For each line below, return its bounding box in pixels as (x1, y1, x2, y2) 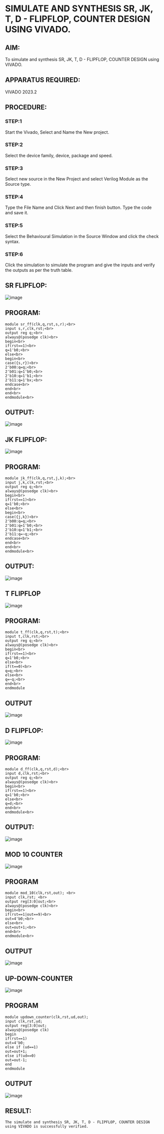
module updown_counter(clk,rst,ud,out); (5, 1015, 89, 1019)
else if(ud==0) (5, 1053, 36, 1058)
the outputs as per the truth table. (5, 267, 73, 273)
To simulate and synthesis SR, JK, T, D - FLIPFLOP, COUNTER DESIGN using (5, 57, 160, 62)
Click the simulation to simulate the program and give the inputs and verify (5, 262, 155, 268)
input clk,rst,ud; (5, 1018, 43, 1024)
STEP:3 (5, 165, 23, 172)
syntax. (5, 238, 20, 244)
